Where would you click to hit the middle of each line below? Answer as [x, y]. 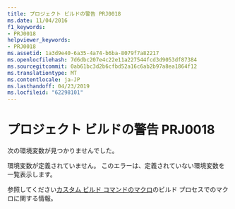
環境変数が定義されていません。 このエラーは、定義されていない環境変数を [116, 166]
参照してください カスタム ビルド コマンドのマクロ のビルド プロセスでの [112, 190]
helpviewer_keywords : [39, 40]
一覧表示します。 [32, 174]
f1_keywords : [26, 27]
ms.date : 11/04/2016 [38, 20]
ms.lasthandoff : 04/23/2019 [49, 86]
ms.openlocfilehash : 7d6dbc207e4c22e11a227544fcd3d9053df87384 [102, 60]
